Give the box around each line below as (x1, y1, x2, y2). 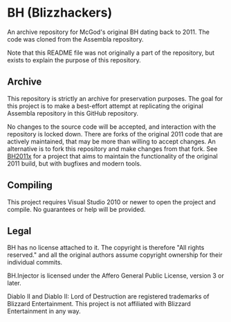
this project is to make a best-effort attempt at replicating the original (7, 102, 204, 110)
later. (7, 279, 22, 287)
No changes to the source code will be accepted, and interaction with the (7, 123, 216, 131)
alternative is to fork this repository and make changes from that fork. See (7, 144, 218, 153)
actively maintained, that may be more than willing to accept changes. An (7, 137, 216, 145)
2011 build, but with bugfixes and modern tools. (7, 159, 142, 168)
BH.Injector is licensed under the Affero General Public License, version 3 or (7, 271, 225, 280)
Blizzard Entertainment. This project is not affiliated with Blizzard (7, 300, 192, 308)
